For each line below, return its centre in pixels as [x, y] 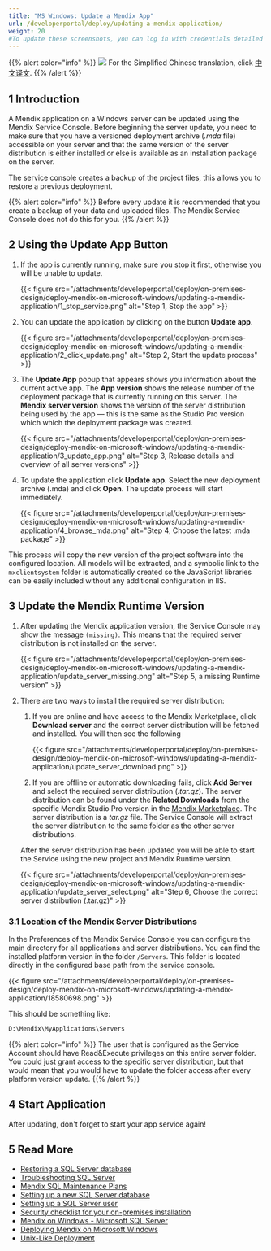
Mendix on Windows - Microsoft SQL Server [94, 1221]
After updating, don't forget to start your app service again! [108, 1124]
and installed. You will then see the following [106, 734]
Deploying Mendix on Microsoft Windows [89, 1230]
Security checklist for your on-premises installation [105, 1212]
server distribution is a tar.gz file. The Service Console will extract [142, 817]
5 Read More [41, 1150]
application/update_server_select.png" [85, 891]
